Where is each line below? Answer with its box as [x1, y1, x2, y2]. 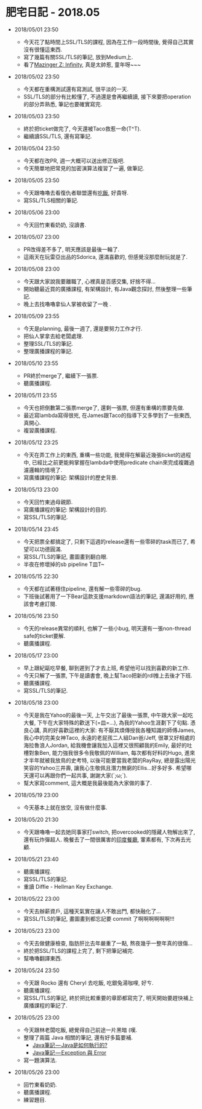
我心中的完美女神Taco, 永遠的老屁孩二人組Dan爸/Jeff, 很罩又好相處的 [23, 734, 195, 741]
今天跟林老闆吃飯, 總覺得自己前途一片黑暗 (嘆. [23, 1026, 137, 1034]
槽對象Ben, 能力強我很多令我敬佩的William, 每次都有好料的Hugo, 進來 [23, 749, 195, 756]
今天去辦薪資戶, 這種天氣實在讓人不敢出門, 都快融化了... [23, 907, 161, 915]
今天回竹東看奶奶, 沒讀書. [23, 221, 87, 228]
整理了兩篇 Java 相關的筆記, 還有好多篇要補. [23, 1034, 133, 1041]
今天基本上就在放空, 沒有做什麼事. [23, 804, 108, 811]
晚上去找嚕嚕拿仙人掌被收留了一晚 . [23, 300, 112, 308]
